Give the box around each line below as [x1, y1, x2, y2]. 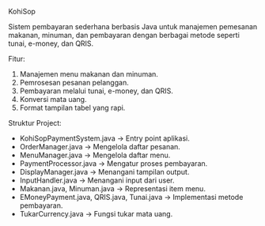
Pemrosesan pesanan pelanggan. [19, 78, 129, 87]
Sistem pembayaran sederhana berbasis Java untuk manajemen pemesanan [8, 22, 258, 31]
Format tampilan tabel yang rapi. [19, 103, 126, 112]
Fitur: [8, 55, 25, 63]
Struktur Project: [8, 119, 62, 127]
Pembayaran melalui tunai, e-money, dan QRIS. [19, 86, 174, 96]
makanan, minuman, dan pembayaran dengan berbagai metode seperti [8, 31, 240, 40]
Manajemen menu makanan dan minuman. [19, 70, 158, 78]
